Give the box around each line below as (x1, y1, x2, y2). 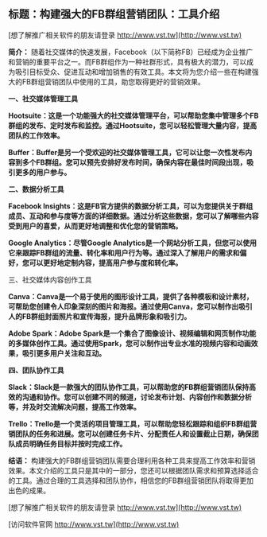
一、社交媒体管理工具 (8, 94, 78, 103)
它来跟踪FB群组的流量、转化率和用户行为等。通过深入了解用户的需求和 (8, 247, 240, 257)
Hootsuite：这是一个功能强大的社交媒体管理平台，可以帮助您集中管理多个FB (8, 111, 259, 120)
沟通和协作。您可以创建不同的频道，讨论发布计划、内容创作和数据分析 (21, 392, 252, 402)
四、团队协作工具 (8, 365, 64, 375)
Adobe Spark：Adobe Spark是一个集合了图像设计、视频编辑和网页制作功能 (8, 329, 257, 338)
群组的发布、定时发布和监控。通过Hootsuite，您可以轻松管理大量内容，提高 (8, 120, 257, 130)
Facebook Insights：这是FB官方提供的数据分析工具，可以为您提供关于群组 (8, 201, 253, 211)
